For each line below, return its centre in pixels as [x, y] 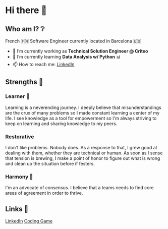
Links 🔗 [17, 209]
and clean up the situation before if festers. [50, 163]
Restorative [20, 137]
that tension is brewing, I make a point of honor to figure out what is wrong [83, 158]
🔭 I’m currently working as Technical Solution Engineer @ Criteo [80, 51]
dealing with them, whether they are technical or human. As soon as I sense [84, 153]
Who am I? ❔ [25, 29]
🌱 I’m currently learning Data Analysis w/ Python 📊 [67, 57]
